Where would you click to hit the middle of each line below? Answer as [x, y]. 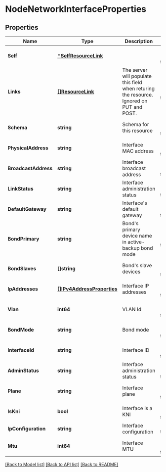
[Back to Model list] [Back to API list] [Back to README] [62, 464]
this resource [138, 131]
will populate [137, 76]
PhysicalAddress [28, 148]
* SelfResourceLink [80, 56]
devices [131, 272]
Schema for [136, 124]
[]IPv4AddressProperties [87, 289]
